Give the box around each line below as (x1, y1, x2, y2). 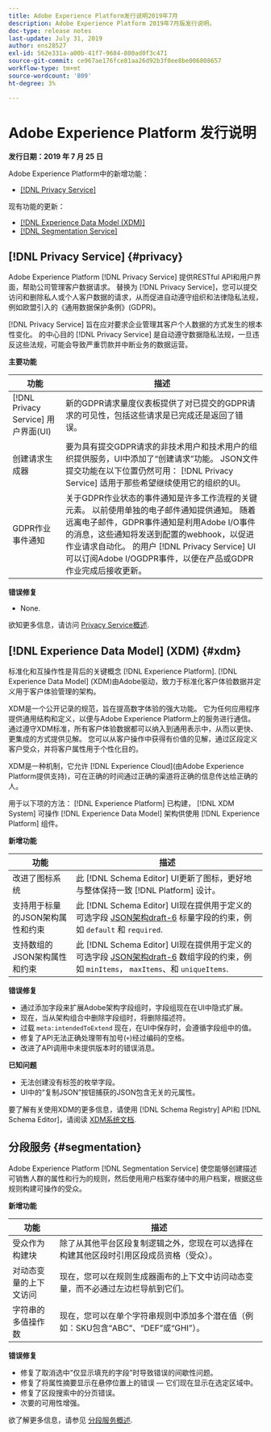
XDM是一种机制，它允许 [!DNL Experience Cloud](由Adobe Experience (8, 762, 244, 771)
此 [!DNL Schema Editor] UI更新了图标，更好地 (75, 873, 252, 884)
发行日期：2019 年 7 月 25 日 (8, 152, 103, 161)
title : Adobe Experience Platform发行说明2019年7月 (8, 11, 179, 20)
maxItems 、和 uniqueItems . (129, 963, 229, 975)
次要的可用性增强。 (19, 1397, 85, 1408)
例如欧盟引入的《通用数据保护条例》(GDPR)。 (8, 303, 161, 312)
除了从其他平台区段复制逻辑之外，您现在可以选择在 (59, 1238, 254, 1249)
